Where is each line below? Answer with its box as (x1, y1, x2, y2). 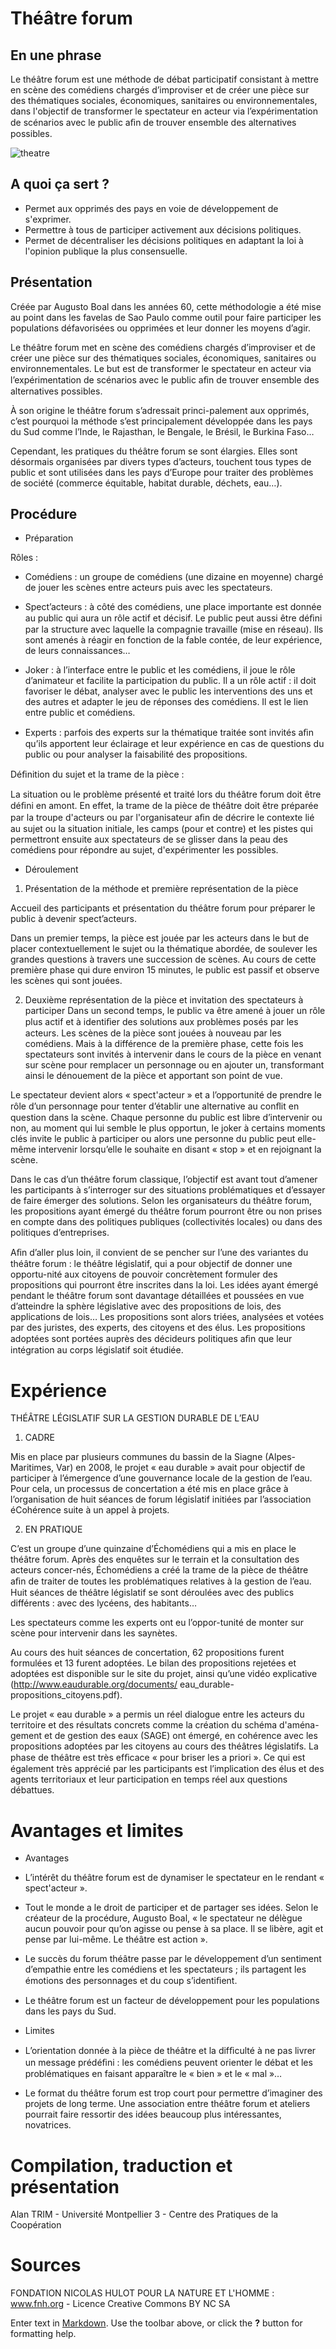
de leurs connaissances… (24, 645, 131, 657)
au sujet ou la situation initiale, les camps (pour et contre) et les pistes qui (10, 823, 313, 835)
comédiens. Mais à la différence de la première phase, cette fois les (24, 1038, 304, 1050)
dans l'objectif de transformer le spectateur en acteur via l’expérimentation (10, 105, 318, 117)
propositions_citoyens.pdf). (10, 1689, 123, 1701)
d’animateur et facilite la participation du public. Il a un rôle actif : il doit (24, 675, 317, 687)
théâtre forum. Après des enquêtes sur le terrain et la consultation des (10, 1553, 300, 1566)
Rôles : (10, 552, 39, 564)
